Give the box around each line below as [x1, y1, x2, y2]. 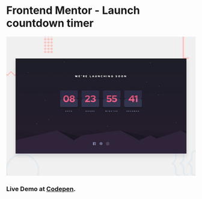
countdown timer [6, 16, 94, 30]
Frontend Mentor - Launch [6, 4, 140, 17]
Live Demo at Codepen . [6, 185, 76, 193]
